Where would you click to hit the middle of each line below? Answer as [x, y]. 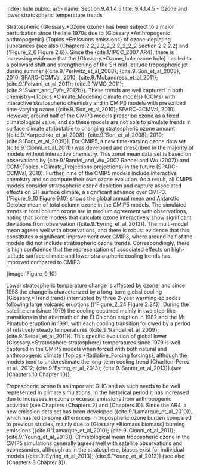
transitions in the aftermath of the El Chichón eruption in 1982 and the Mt [96, 317]
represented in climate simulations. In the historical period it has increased [98, 392]
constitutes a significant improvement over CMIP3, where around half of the [99, 237]
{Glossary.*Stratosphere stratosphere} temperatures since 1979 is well [93, 343]
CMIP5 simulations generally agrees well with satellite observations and [94, 443]
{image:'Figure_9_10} [32, 274]
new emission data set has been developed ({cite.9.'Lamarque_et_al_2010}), [99, 412]
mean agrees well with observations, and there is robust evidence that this [98, 230]
